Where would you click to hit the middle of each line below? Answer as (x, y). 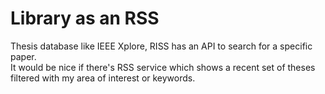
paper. (23, 56)
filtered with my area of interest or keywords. (103, 78)
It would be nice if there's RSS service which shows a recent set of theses (163, 67)
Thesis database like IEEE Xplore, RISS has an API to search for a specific (161, 46)
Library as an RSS (85, 18)
